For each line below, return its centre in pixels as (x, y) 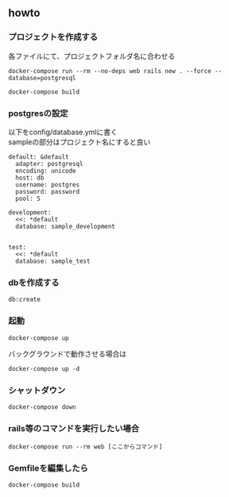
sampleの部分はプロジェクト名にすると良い (80, 141)
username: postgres (48, 185)
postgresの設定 (38, 113)
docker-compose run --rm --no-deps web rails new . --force (110, 71)
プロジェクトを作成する (53, 37)
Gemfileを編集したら (49, 468)
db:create (25, 300)
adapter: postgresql (49, 164)
